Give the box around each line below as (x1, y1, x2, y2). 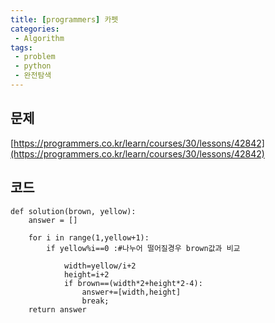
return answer (28, 304, 87, 315)
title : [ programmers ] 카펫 (10, 14, 119, 25)
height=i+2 (63, 269, 110, 280)
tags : (10, 42, 33, 53)
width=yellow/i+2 (63, 261, 137, 271)
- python (14, 61, 52, 71)
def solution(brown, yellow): (10, 206, 137, 216)
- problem (14, 52, 56, 62)
